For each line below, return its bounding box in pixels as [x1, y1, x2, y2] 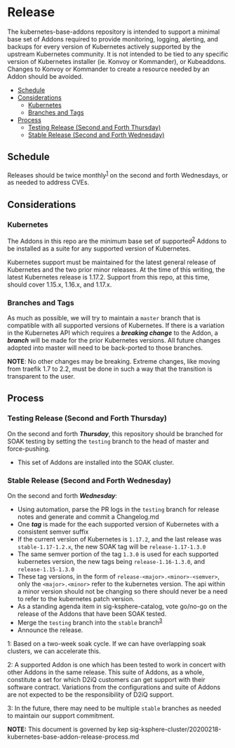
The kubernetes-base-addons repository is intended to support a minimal [7, 27, 220, 36]
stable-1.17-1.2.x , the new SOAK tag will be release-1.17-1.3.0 [17, 542, 206, 551]
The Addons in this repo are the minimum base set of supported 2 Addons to [7, 236, 227, 245]
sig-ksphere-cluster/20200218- [129, 725, 222, 733]
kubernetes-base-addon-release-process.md [7, 732, 140, 741]
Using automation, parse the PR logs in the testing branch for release [17, 505, 220, 513]
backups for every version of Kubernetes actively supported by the [7, 42, 201, 51]
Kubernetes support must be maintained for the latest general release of [7, 258, 216, 266]
